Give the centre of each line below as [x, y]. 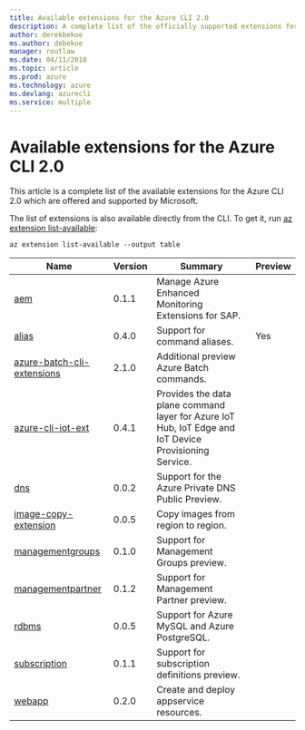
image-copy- [44, 514]
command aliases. [195, 342]
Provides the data [194, 394]
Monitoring [180, 305]
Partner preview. [192, 600]
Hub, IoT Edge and [196, 428]
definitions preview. [198, 675]
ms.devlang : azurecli [50, 93]
